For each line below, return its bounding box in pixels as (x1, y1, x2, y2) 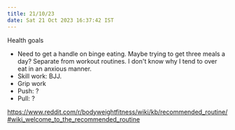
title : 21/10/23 (7, 10, 55, 17)
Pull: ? (17, 94, 35, 102)
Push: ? (17, 87, 39, 95)
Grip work (17, 79, 47, 87)
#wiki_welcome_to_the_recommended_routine (7, 115, 141, 123)
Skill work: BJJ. (17, 71, 62, 80)
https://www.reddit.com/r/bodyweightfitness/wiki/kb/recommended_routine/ (7, 108, 228, 116)
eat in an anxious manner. (17, 64, 92, 73)
